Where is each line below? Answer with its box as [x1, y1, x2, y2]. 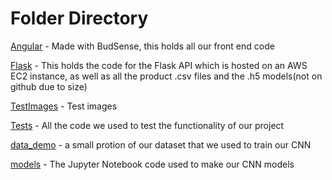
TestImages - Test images [10, 100, 118, 112]
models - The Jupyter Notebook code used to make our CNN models [10, 158, 295, 170]
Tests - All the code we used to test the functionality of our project [10, 119, 285, 131]
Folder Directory [10, 7, 149, 30]
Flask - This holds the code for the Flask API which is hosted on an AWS [10, 59, 308, 71]
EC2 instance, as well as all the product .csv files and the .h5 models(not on [10, 70, 323, 82]
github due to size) [10, 80, 88, 92]
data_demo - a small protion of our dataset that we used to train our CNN [10, 138, 312, 151]
